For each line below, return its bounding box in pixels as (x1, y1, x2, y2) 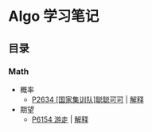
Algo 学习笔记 (8, 7, 99, 25)
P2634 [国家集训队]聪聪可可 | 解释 (31, 95, 145, 104)
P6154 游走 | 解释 (31, 115, 89, 124)
